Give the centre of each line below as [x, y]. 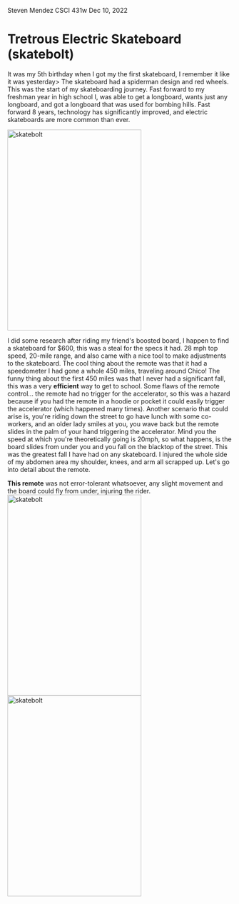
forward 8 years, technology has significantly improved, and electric [108, 112]
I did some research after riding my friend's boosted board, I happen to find [118, 340]
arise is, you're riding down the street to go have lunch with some [103, 416]
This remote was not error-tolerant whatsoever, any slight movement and [115, 483]
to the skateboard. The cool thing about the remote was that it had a [107, 363]
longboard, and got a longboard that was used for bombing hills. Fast [109, 104]
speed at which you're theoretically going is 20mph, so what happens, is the [119, 439]
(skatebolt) [41, 55]
